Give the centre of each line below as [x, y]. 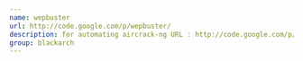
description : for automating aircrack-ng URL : [101, 34]
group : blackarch [42, 43]
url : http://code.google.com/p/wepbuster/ [90, 26]
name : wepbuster [40, 17]
